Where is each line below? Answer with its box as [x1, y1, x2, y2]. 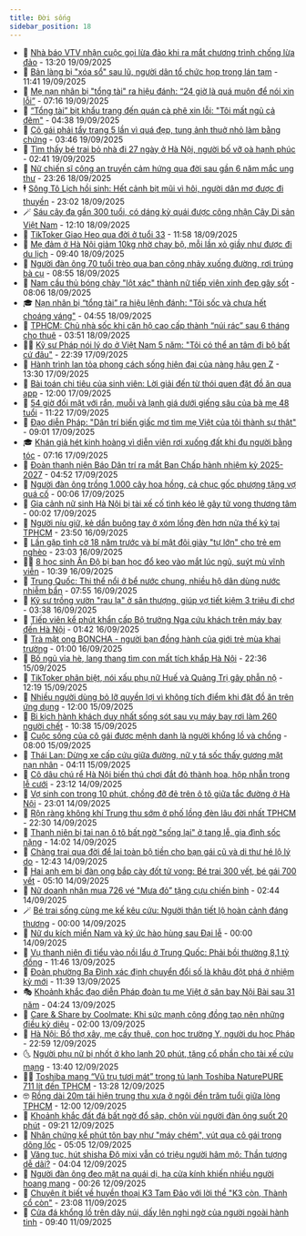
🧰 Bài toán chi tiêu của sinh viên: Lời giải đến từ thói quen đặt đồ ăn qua [22, 378, 291, 389]
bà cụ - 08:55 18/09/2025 [22, 268, 120, 279]
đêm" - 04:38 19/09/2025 [22, 115, 120, 126]
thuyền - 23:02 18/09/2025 [22, 196, 125, 207]
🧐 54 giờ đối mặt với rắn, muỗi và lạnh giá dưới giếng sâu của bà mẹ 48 [22, 397, 290, 408]
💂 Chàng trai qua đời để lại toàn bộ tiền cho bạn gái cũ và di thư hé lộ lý [22, 846, 291, 856]
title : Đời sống [9, 13, 71, 23]
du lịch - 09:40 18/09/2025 [22, 248, 125, 259]
